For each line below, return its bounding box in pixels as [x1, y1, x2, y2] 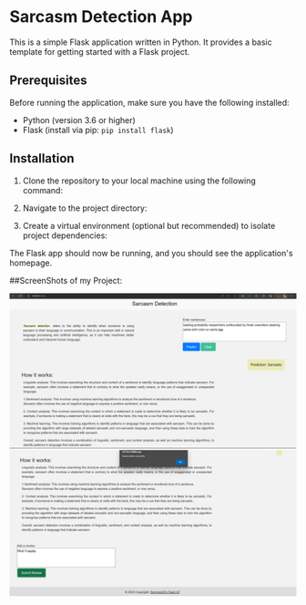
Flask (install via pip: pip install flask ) [22, 124, 175, 135]
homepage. [9, 257, 53, 268]
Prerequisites [9, 73, 87, 89]
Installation [9, 151, 75, 166]
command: [22, 184, 64, 195]
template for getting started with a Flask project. [9, 46, 190, 57]
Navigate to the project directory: [22, 203, 148, 214]
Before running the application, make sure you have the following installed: [9, 97, 290, 108]
